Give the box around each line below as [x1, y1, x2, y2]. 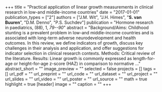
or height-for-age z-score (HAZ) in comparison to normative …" [14, 61, 141, 66]
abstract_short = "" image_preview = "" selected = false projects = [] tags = [5, 66, 156, 72]
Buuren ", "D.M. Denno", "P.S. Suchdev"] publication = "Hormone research [5, 19, 154, 25]
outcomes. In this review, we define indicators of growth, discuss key [5, 40, 143, 46]
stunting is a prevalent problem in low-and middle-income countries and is [5, 30, 154, 35]
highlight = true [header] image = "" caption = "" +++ [5, 81, 112, 87]
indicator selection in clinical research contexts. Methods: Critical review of [5, 50, 155, 56]
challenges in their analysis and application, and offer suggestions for [5, 46, 144, 51]
